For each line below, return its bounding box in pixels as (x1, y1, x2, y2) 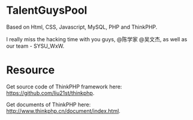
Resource (6, 63, 55, 77)
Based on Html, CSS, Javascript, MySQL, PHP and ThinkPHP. (6, 23, 158, 30)
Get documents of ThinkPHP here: (6, 101, 91, 108)
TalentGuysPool (6, 4, 88, 17)
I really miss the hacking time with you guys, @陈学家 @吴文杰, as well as (6, 35, 188, 42)
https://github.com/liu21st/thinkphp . (6, 89, 95, 96)
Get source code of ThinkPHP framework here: (6, 83, 122, 90)
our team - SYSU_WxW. (6, 42, 65, 50)
